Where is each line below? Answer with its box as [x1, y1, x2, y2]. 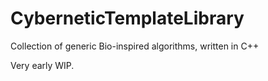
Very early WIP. [10, 59, 75, 71]
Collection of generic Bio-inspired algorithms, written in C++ [10, 40, 260, 52]
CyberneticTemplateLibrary [10, 7, 245, 30]
